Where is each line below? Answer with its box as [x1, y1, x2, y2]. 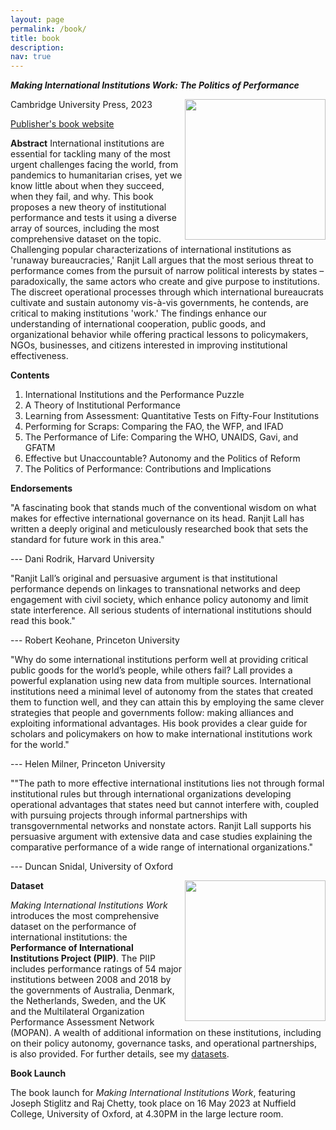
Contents [10, 369, 50, 381]
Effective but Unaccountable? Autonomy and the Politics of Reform [24, 452, 301, 465]
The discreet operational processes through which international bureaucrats [10, 286, 324, 298]
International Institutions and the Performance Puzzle [24, 389, 245, 401]
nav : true [10, 52, 52, 62]
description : [10, 42, 65, 53]
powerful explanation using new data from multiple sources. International [10, 675, 312, 687]
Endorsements [10, 482, 73, 495]
